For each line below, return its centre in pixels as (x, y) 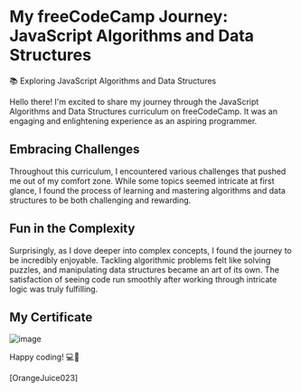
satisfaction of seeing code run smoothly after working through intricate (143, 279)
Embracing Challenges (75, 150)
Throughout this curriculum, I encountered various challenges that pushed (148, 171)
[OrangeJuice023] (44, 378)
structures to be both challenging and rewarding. (100, 200)
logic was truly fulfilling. (54, 289)
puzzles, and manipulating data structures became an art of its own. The (145, 270)
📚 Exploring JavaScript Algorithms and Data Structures (113, 81)
